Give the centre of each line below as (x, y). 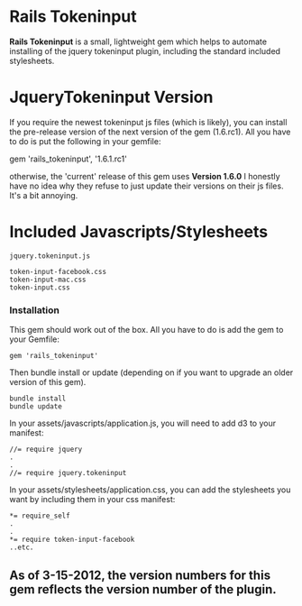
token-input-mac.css (48, 280)
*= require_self (40, 516)
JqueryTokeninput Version (111, 97)
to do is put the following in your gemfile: (85, 141)
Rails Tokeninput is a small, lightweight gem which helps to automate (138, 41)
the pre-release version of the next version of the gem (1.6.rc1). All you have (150, 132)
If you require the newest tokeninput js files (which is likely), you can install (148, 122)
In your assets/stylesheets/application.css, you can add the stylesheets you (150, 490)
